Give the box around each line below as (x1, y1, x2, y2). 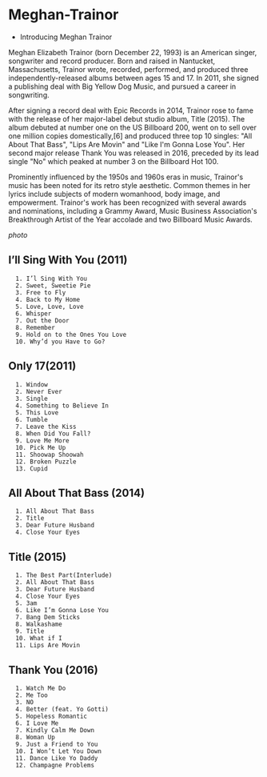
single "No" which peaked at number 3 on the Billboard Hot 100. (8, 156, 219, 166)
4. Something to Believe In (15, 402, 110, 410)
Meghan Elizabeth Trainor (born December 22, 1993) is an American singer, (8, 47, 257, 57)
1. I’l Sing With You (15, 274, 88, 282)
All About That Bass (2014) (8, 486, 145, 499)
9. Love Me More (15, 436, 70, 445)
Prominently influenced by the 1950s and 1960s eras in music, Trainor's (8, 172, 244, 182)
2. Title (15, 515, 45, 523)
